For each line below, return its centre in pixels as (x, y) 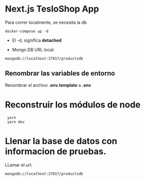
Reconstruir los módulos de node (73, 105)
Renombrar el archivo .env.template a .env (48, 85)
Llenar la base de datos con (61, 141)
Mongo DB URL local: (33, 49)
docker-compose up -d (27, 31)
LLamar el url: (19, 165)
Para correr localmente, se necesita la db (46, 22)
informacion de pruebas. (56, 151)
